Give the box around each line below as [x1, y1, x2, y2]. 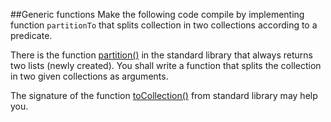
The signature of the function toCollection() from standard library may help [10, 90, 318, 101]
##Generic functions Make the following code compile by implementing [10, 9, 305, 20]
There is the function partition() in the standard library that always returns [10, 49, 313, 61]
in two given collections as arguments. [10, 70, 169, 82]
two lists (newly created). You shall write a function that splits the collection [10, 60, 322, 71]
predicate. [10, 30, 53, 41]
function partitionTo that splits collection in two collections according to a [10, 19, 318, 31]
